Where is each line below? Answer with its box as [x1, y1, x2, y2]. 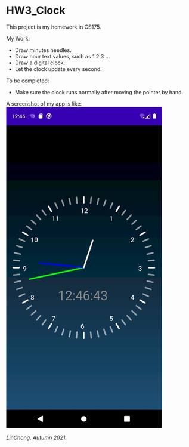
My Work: [6, 35, 30, 42]
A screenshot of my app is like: [6, 100, 82, 107]
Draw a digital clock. [14, 59, 66, 66]
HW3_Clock [6, 4, 66, 17]
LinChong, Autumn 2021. [6, 434, 67, 441]
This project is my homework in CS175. [6, 23, 101, 30]
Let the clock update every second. [14, 65, 103, 72]
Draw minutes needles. [14, 46, 72, 54]
